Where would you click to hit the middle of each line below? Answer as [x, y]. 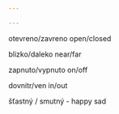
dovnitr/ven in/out [38, 85]
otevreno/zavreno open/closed [60, 38]
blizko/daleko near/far [45, 54]
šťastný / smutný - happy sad [57, 101]
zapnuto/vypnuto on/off [48, 70]
